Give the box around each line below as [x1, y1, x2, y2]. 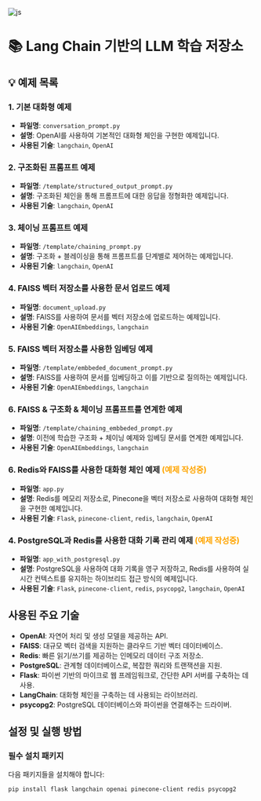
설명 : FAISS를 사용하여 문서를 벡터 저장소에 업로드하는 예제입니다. [19, 312, 221, 321]
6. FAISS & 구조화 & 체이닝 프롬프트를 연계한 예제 [8, 404, 183, 415]
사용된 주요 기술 [8, 609, 80, 622]
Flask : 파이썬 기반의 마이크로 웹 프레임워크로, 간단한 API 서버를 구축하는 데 [19, 670, 249, 679]
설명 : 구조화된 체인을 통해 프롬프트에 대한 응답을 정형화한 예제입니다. [19, 191, 229, 200]
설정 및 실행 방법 [8, 725, 82, 738]
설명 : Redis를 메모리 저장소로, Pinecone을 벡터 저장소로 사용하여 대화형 [19, 493, 239, 503]
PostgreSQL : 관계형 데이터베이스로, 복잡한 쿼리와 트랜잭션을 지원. [19, 660, 223, 670]
